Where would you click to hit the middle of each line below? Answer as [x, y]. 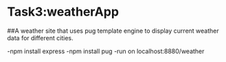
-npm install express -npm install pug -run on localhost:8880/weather [106, 51]
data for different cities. [40, 37]
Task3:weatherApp [63, 12]
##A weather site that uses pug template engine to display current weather [113, 31]
